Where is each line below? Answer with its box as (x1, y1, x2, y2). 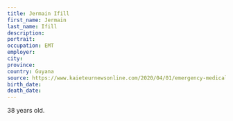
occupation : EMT (7, 42, 54, 49)
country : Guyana (7, 68, 54, 75)
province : (7, 62, 36, 68)
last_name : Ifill (7, 23, 58, 30)
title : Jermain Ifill (7, 10, 70, 17)
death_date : (7, 87, 42, 94)
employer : (7, 49, 36, 56)
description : (7, 29, 45, 37)
